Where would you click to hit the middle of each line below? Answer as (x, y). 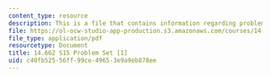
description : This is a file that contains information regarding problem (137, 23)
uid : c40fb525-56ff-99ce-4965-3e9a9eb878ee (83, 61)
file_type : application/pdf (56, 38)
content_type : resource (48, 16)
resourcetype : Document (48, 46)
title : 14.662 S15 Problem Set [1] (68, 53)
